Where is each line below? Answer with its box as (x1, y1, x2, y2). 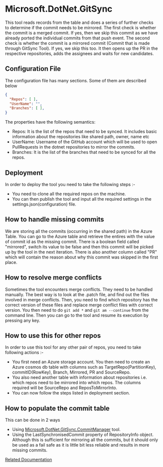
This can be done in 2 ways (5, 417, 60, 423)
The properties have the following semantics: (5, 119, 96, 125)
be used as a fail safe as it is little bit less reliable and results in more (12, 442, 149, 448)
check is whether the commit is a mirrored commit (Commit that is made (5, 40, 150, 46)
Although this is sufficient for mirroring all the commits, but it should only (12, 437, 158, 443)
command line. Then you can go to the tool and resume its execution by (5, 312, 149, 318)
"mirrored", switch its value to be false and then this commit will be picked (5, 243, 154, 249)
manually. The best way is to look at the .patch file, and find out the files (5, 291, 149, 298)
